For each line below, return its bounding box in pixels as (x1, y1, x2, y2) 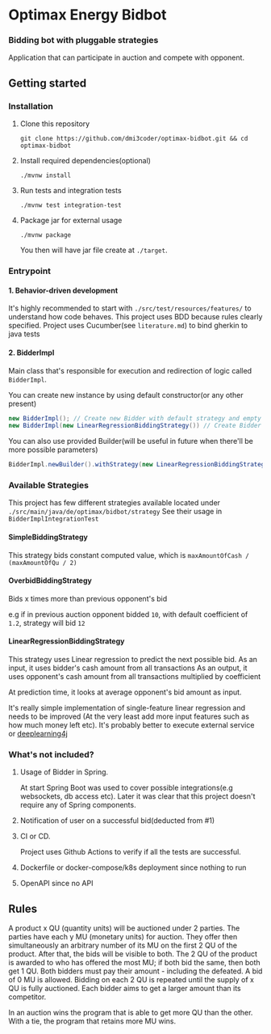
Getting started (8, 76, 87, 90)
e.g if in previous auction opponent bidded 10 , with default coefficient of (8, 609, 248, 619)
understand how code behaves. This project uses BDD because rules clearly (8, 312, 263, 322)
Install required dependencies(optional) (19, 156, 152, 166)
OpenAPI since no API (19, 879, 94, 888)
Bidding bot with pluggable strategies (8, 35, 159, 46)
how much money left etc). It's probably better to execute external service (8, 720, 255, 730)
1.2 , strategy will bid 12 (8, 618, 85, 627)
